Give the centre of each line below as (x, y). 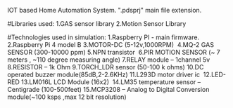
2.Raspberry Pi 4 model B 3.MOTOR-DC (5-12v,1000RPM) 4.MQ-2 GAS (111, 45)
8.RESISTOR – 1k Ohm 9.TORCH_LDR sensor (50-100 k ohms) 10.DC (106, 67)
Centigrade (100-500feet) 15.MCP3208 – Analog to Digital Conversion (108, 89)
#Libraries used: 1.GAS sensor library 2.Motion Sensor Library (97, 23)
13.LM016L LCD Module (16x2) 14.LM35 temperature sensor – (111, 82)
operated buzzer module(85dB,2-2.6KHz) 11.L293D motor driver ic (104, 74)
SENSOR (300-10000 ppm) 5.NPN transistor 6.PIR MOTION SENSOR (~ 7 (114, 52)
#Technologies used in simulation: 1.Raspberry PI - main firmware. (103, 37)
